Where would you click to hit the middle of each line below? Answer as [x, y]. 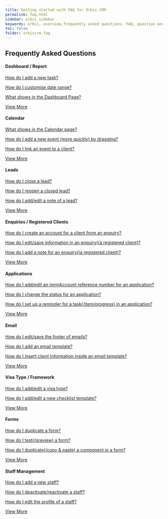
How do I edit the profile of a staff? [41, 502]
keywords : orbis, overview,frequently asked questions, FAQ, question [80, 24]
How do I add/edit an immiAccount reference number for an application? [80, 285]
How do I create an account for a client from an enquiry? [63, 233]
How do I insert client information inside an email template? [66, 356]
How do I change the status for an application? [53, 295]
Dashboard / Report [26, 66]
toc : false [16, 29]
